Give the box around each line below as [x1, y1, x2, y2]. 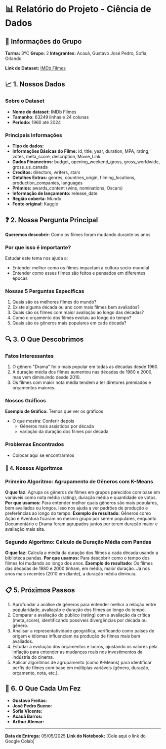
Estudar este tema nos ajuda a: [5, 255, 68, 261]
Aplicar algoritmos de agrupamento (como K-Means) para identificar [12, 660, 152, 665]
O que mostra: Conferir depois [12, 418, 75, 424]
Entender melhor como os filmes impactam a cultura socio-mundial [12, 265, 149, 271]
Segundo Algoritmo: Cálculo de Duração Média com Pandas [5, 538, 152, 545]
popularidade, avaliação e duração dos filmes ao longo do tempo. [12, 607, 146, 613]
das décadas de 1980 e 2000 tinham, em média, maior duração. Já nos [5, 565, 150, 571]
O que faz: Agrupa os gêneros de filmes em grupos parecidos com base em [5, 489, 161, 495]
